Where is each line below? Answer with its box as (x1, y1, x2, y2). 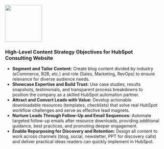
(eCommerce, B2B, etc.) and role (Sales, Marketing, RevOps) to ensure (12, 71, 155, 77)
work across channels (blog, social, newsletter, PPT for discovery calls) (12, 133, 157, 139)
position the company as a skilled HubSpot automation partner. (12, 92, 140, 98)
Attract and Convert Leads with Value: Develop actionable (12, 97, 132, 103)
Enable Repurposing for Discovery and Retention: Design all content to (12, 128, 158, 134)
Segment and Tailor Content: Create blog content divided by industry (12, 66, 153, 72)
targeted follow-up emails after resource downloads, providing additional (12, 118, 160, 124)
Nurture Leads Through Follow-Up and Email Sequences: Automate (12, 113, 152, 119)
